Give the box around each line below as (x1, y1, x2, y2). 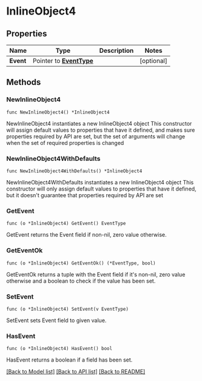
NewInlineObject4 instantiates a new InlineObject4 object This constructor (6, 120, 192, 127)
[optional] (139, 56, 168, 65)
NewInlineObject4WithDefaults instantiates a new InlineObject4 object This (6, 178, 194, 186)
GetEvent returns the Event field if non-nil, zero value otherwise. (6, 231, 167, 238)
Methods (6, 77, 41, 87)
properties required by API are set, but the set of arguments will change (6, 132, 186, 140)
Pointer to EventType (32, 56, 94, 65)
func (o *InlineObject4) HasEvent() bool (6, 346, 113, 352)
